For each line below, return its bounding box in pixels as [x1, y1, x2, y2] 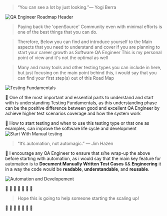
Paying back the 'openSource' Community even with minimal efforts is [17, 24, 162, 30]
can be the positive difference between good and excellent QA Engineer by [5, 105, 160, 111]
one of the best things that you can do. [17, 29, 97, 35]
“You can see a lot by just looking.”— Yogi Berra [17, 5, 116, 10]
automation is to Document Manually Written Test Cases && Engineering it [5, 161, 161, 167]
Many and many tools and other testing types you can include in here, [17, 65, 161, 70]
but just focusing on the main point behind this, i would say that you [17, 70, 157, 76]
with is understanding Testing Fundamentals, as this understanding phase [5, 100, 157, 106]
